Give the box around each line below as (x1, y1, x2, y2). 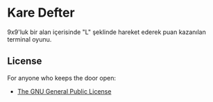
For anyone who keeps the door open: (7, 74, 117, 82)
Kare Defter (7, 5, 75, 21)
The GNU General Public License (17, 87, 112, 95)
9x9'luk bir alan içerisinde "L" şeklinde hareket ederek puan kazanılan (7, 28, 206, 36)
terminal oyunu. (7, 35, 52, 43)
